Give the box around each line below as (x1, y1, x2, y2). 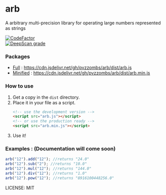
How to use (5, 83, 34, 90)
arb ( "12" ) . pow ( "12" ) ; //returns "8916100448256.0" (5, 175, 114, 180)
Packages (5, 53, 30, 60)
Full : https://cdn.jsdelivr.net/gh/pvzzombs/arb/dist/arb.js (12, 64, 132, 71)
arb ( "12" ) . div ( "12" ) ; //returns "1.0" (5, 171, 87, 176)
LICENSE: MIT (5, 184, 34, 190)
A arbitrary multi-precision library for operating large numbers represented (5, 20, 161, 26)
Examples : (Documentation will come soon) (5, 145, 116, 152)
